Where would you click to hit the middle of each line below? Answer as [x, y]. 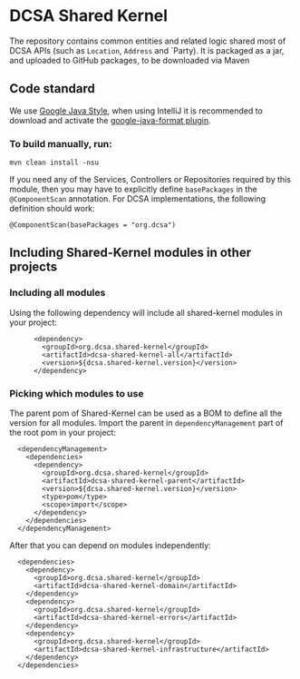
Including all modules [58, 293]
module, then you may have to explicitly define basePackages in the [133, 189]
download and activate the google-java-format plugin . [110, 120]
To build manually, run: [61, 143]
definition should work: [52, 209]
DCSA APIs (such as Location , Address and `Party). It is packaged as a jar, [147, 50]
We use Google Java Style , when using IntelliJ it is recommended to [136, 111]
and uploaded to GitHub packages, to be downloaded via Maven [130, 60]
